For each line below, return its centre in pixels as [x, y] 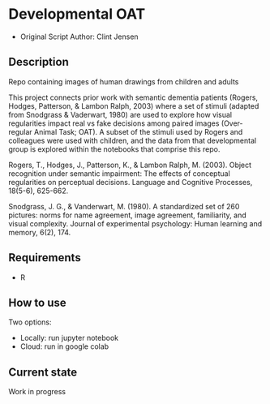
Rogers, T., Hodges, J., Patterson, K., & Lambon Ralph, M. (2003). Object [130, 165]
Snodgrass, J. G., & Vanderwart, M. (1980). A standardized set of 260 [124, 206]
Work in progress [37, 392]
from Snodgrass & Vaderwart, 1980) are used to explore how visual [120, 114]
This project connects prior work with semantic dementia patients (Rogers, [133, 97]
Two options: [30, 322]
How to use [37, 302]
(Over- [232, 123]
